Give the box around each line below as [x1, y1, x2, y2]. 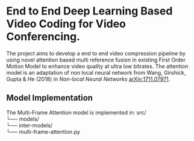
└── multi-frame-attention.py [6, 128, 80, 135]
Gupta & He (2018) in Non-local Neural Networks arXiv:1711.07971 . [6, 75, 171, 83]
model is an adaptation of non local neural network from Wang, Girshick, [6, 69, 186, 76]
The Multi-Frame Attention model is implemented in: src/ [6, 108, 146, 116]
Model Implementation [6, 93, 93, 103]
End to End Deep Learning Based [6, 4, 173, 18]
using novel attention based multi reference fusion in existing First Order [6, 56, 186, 63]
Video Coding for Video [6, 17, 127, 31]
